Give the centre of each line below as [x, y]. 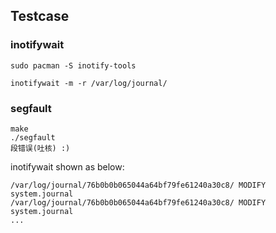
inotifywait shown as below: [67, 166]
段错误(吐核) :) [40, 148]
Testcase [40, 16]
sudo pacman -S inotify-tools [73, 65]
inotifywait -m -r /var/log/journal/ [89, 83]
